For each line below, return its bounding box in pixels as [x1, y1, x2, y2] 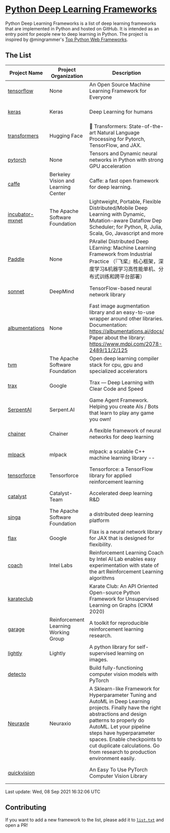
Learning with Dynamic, [89, 211, 146, 218]
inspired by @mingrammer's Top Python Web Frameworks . [5, 36, 128, 43]
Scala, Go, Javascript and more [89, 229, 163, 236]
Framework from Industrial [89, 251, 152, 258]
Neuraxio [49, 720, 71, 727]
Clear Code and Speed [89, 385, 143, 392]
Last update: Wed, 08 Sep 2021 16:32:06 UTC [5, 788, 101, 795]
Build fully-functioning [89, 664, 143, 671]
